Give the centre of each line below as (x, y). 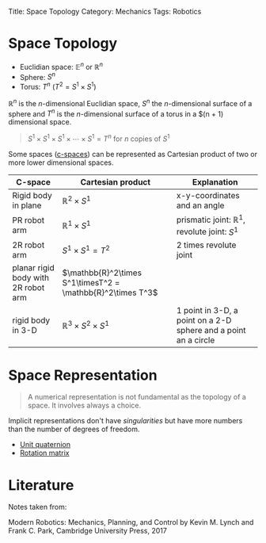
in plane (27, 205)
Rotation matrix (44, 453)
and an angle (200, 205)
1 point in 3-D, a (207, 310)
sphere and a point (211, 330)
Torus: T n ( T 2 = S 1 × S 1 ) (58, 86)
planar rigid (33, 267)
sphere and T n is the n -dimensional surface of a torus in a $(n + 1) (116, 113)
